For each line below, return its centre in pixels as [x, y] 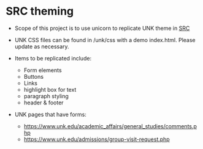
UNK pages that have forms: [50, 114]
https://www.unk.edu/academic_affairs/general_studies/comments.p [110, 126]
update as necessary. [42, 46]
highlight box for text [50, 89]
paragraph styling [46, 96]
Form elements [43, 70]
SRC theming [40, 11]
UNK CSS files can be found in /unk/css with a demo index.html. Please [105, 40]
